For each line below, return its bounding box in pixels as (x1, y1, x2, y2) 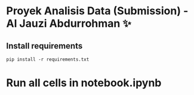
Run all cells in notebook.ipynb (6, 76, 162, 90)
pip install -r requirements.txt (6, 56, 90, 62)
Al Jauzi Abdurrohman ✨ (6, 17, 131, 30)
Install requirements (6, 40, 83, 51)
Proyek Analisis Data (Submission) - (6, 4, 189, 18)
